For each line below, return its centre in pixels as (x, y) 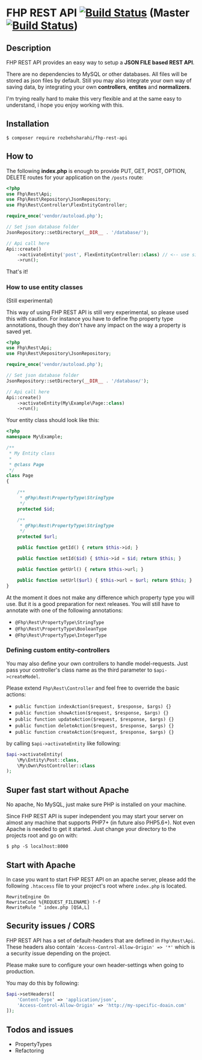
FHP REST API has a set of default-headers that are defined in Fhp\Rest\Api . (101, 940)
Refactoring (29, 1051)
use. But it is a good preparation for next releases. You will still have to (93, 604)
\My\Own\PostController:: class (56, 766)
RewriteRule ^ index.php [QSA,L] (48, 907)
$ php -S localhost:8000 (37, 847)
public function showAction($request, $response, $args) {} (92, 713)
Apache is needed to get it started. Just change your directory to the (91, 829)
